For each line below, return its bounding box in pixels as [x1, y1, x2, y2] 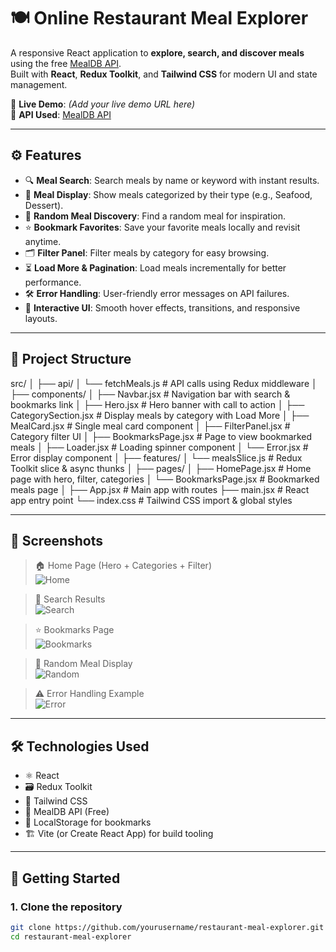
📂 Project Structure [10, 351, 132, 368]
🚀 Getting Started [10, 870, 121, 887]
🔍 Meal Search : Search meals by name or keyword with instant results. [24, 174, 320, 186]
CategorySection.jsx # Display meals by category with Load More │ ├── [10, 409, 310, 421]
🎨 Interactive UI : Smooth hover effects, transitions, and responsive [24, 301, 301, 314]
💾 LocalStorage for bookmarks [24, 816, 152, 829]
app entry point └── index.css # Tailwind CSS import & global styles [10, 494, 293, 506]
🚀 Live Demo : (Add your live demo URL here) [10, 98, 196, 110]
